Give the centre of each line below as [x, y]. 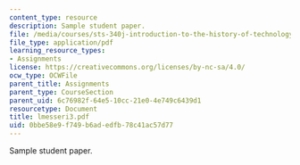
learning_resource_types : [57, 51]
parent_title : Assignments [59, 84]
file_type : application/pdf [62, 42]
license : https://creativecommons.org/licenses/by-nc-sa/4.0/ [127, 68]
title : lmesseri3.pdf [50, 117]
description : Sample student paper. [77, 26]
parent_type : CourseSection [62, 92]
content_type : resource [54, 17]
